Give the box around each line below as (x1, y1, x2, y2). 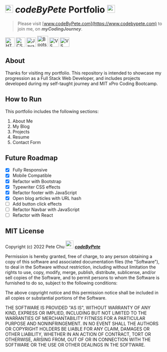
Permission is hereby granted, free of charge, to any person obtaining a (5, 253, 152, 259)
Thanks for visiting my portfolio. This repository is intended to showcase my (5, 69, 161, 76)
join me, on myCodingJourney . (17, 25, 82, 31)
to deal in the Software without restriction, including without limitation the (5, 264, 156, 270)
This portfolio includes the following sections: (5, 108, 99, 114)
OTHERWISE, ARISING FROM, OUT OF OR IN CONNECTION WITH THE (5, 336, 151, 342)
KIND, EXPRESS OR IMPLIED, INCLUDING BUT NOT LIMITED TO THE (5, 309, 147, 316)
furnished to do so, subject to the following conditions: (5, 279, 117, 286)
